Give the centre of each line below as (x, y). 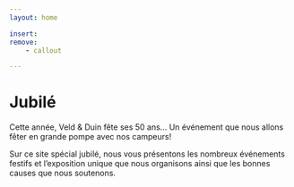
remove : (24, 42)
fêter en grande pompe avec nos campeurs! (91, 137)
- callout (44, 50)
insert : (24, 34)
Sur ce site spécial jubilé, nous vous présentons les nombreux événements (147, 154)
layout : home (34, 17)
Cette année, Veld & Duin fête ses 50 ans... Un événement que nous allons (147, 127)
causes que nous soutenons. (63, 173)
